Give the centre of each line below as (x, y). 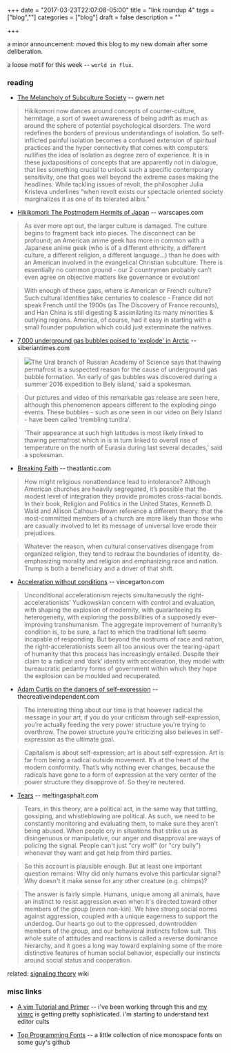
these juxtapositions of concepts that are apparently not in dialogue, (121, 162)
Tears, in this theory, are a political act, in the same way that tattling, (121, 809)
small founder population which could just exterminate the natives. (119, 327)
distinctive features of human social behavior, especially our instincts (122, 953)
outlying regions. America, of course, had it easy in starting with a (118, 320)
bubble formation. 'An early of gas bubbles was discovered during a (120, 377)
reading (20, 82)
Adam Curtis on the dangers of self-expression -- (88, 689)
